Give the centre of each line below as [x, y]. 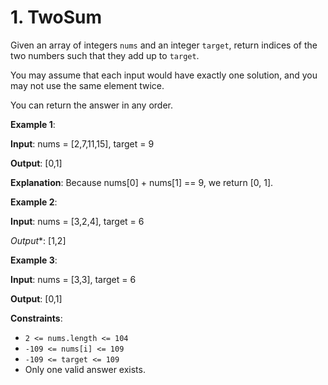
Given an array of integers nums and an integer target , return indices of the [164, 45]
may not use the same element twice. [87, 85]
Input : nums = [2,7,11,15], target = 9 [82, 143]
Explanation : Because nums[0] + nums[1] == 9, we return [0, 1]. [142, 182]
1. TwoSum [56, 17]
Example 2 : [34, 202]
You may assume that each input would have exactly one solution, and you [164, 75]
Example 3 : [34, 260]
